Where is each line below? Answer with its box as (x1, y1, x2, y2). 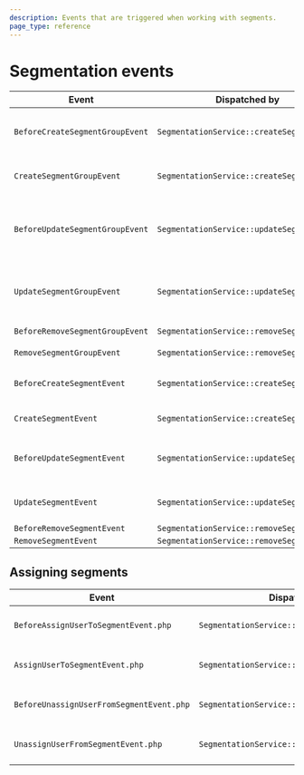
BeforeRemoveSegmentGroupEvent (14, 326, 149, 336)
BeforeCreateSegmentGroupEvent (14, 127, 149, 137)
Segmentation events (9, 61, 175, 82)
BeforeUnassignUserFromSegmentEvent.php (14, 700, 190, 710)
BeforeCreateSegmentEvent (14, 378, 126, 389)
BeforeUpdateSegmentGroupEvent (14, 224, 149, 235)
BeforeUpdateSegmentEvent (14, 453, 126, 463)
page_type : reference (9, 22, 91, 31)
